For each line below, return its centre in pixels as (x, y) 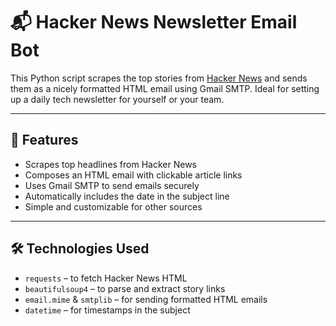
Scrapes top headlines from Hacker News (110, 164)
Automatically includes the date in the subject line (127, 196)
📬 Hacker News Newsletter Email (154, 22)
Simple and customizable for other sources (113, 206)
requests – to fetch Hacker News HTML (106, 278)
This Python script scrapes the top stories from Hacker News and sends (159, 78)
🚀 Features (44, 140)
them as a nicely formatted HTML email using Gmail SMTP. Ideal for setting (165, 88)
